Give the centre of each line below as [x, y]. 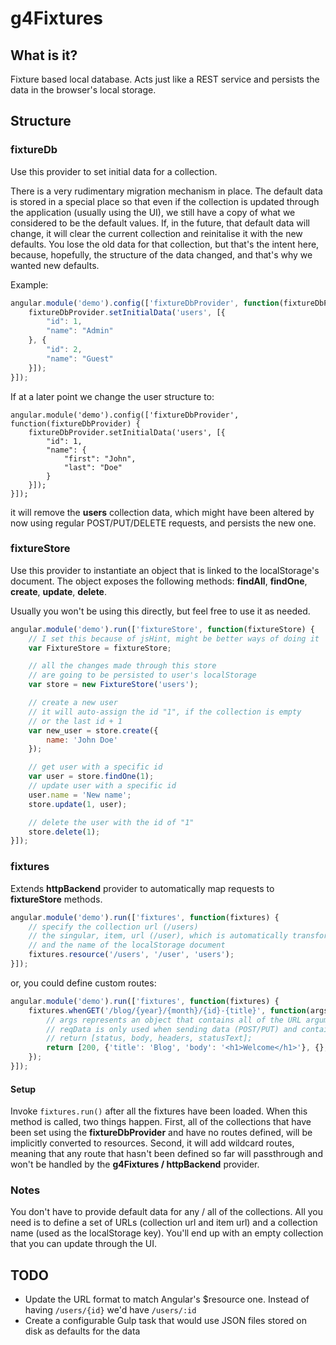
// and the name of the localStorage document [127, 945]
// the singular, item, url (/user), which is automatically [158, 936]
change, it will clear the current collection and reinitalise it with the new [156, 233]
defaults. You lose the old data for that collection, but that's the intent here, [165, 244]
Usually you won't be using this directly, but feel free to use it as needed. [160, 611]
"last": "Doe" [93, 467]
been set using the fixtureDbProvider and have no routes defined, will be [161, 1133]
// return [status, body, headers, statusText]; [149, 1038]
